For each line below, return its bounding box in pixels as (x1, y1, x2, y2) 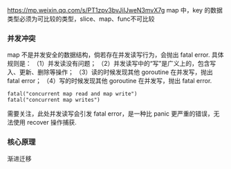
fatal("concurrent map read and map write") (7, 91, 138, 98)
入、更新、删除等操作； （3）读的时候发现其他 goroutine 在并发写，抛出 (7, 68, 213, 76)
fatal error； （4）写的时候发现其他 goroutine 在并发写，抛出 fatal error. (7, 77, 212, 85)
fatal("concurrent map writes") (7, 96, 100, 104)
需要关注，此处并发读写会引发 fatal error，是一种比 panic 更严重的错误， (7, 109, 214, 118)
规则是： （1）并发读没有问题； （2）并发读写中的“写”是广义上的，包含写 (7, 60, 216, 68)
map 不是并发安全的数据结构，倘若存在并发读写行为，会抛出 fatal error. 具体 (7, 51, 224, 59)
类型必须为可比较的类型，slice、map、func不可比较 (7, 15, 155, 23)
